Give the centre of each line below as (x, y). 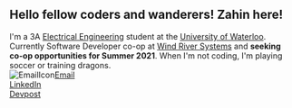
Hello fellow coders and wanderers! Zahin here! (146, 15)
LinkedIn (25, 84)
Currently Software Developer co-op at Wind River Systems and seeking (145, 46)
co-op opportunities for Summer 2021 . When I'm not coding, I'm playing (146, 55)
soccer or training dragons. (60, 65)
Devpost (25, 94)
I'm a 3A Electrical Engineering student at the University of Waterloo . (138, 36)
